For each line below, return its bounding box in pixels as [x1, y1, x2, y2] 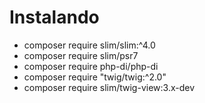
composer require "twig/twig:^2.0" [23, 71, 167, 83]
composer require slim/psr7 [23, 49, 139, 61]
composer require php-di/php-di [23, 60, 159, 72]
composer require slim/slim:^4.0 [23, 39, 156, 51]
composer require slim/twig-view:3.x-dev [23, 81, 196, 93]
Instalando [9, 6, 100, 29]
